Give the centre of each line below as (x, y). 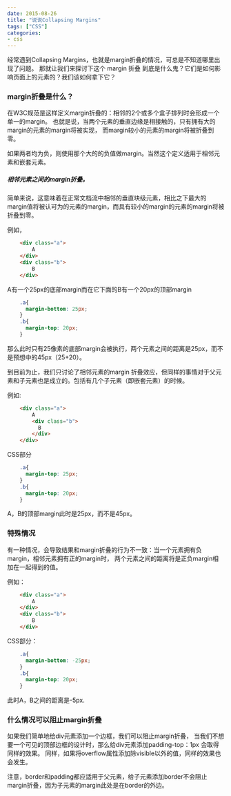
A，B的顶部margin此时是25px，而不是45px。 (72, 514)
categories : (24, 33)
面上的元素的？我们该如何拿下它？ (67, 77)
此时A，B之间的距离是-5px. (46, 700)
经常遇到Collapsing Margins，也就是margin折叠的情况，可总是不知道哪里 (111, 60)
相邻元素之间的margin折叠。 (48, 180)
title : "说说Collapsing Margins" (54, 20)
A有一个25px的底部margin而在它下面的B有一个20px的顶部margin (99, 289)
